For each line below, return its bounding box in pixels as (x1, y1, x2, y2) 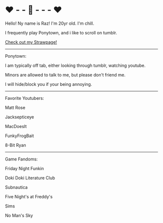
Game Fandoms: (5, 156, 38, 162)
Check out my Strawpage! (5, 39, 57, 45)
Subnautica (5, 184, 28, 190)
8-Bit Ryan (5, 142, 27, 148)
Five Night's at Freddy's (5, 193, 53, 199)
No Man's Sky (5, 212, 33, 218)
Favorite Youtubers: (5, 95, 45, 101)
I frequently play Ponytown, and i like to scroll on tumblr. (5, 30, 117, 35)
